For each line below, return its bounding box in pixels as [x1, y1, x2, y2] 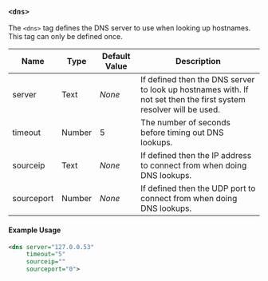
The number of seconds [140, 117, 231, 129]
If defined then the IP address [140, 150, 252, 161]
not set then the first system [140, 94, 246, 105]
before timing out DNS [140, 127, 224, 138]
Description [175, 56, 221, 67]
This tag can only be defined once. [8, 32, 123, 42]
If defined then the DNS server [140, 74, 255, 85]
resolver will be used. [140, 104, 221, 115]
